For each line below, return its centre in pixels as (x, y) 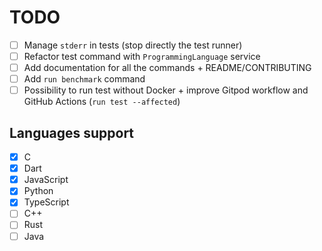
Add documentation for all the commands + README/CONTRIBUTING (167, 68)
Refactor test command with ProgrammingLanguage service (142, 56)
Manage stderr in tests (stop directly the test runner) (133, 45)
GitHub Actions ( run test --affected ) (102, 102)
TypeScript (46, 202)
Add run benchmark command (84, 79)
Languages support (72, 132)
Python (38, 191)
